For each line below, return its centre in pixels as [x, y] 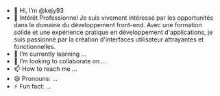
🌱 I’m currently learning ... [50, 54]
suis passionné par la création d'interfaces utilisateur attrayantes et [109, 39]
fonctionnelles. [35, 47]
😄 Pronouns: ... [36, 79]
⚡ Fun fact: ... [32, 86]
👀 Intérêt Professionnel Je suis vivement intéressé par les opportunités [113, 18]
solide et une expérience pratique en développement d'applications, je [113, 32]
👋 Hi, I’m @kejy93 [38, 11]
